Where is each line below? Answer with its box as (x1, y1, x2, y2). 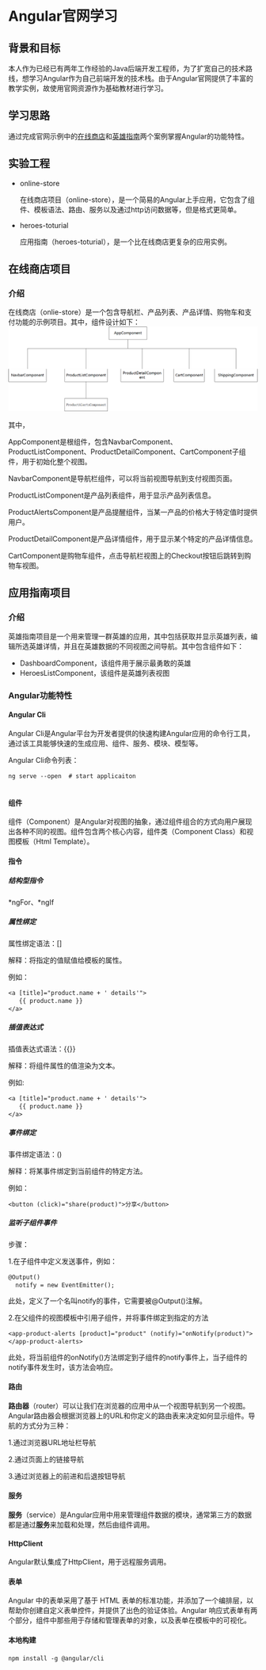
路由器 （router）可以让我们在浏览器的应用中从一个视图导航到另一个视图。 (8, 1401, 250, 1410)
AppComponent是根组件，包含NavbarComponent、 (8, 437, 178, 447)
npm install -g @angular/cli (8, 1654, 104, 1662)
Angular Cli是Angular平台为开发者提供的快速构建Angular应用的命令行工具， (8, 728, 255, 738)
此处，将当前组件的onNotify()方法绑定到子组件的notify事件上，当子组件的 (8, 1352, 248, 1362)
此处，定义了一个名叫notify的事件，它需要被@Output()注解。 (8, 1296, 207, 1306)
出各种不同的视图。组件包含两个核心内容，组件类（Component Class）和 (8, 827, 247, 837)
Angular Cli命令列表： (8, 755, 79, 764)
